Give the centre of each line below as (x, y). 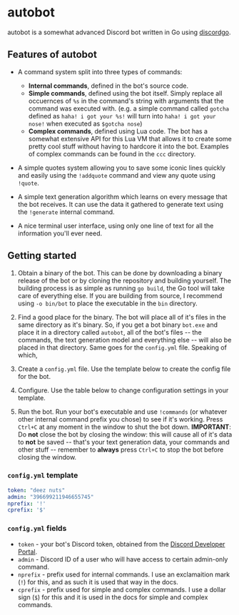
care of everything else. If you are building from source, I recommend (120, 295)
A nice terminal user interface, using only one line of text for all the (116, 225)
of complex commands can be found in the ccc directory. (112, 153)
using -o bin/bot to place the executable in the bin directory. (107, 303)
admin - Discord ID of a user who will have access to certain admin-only (123, 559)
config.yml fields (37, 529)
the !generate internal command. (66, 212)
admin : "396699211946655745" (51, 497)
